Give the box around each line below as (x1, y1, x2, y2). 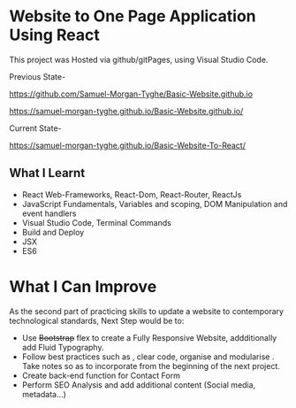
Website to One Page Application (9, 6, 256, 27)
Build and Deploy (21, 227, 85, 237)
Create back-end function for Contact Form (21, 370, 181, 381)
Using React (9, 25, 100, 45)
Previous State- (9, 71, 66, 81)
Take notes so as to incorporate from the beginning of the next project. (21, 360, 281, 371)
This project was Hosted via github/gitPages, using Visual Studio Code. (9, 54, 269, 65)
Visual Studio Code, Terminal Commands (21, 217, 172, 227)
